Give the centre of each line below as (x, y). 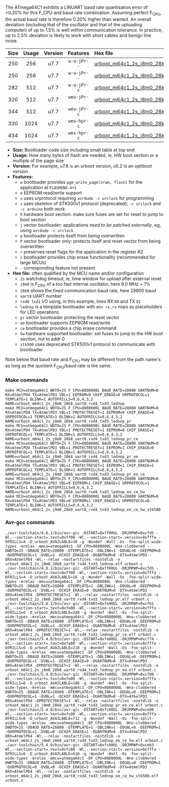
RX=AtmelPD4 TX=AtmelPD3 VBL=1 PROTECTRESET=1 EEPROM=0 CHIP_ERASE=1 (80, 430)
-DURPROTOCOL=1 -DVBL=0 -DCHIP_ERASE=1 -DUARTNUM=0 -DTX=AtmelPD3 (76, 731)
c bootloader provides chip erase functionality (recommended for (88, 257)
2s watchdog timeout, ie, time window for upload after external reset (91, 278)
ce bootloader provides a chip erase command (68, 328)
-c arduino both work (43, 208)
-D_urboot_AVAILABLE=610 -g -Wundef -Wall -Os (77, 754)
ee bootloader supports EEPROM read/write (65, 323)
